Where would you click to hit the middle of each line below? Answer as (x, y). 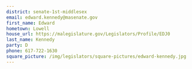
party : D (17, 46)
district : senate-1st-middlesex (46, 12)
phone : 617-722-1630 (32, 51)
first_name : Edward (31, 23)
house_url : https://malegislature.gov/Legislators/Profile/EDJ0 (88, 34)
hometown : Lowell (28, 28)
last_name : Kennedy (31, 40)
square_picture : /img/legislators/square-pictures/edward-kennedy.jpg (96, 56)
